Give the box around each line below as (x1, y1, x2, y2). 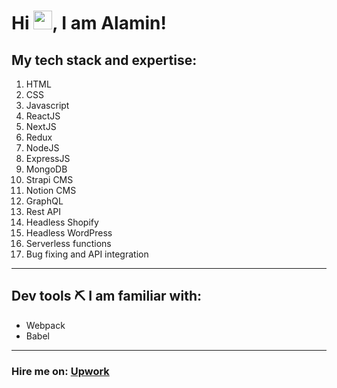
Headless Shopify (25, 216, 99, 228)
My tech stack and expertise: (11, 51, 198, 69)
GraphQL (25, 195, 64, 207)
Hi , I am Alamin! (11, 12, 167, 35)
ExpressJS (25, 153, 71, 164)
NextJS (25, 121, 57, 132)
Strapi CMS (25, 174, 74, 185)
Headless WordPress (25, 227, 113, 239)
